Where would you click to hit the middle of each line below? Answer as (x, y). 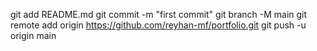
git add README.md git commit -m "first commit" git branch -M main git (159, 14)
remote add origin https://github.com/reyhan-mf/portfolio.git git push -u (158, 25)
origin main (33, 35)
